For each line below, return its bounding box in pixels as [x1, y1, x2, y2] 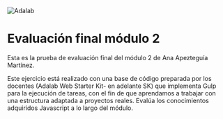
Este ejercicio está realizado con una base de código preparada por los [7, 74, 212, 82]
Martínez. [7, 61, 35, 69]
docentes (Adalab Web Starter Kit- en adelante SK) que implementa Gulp [7, 82, 217, 90]
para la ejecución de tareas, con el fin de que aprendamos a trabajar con [7, 89, 216, 97]
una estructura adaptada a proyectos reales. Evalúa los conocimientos [7, 96, 209, 104]
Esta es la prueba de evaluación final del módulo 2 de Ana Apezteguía [7, 53, 208, 62]
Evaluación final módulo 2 [7, 31, 160, 46]
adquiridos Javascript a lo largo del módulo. [7, 104, 134, 112]
